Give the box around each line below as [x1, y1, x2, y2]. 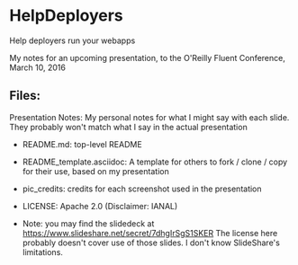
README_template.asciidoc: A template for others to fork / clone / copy [22, 156, 288, 167]
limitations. [22, 246, 63, 257]
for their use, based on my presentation [22, 165, 169, 176]
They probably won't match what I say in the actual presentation [9, 121, 248, 132]
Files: [9, 88, 41, 103]
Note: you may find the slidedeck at [22, 217, 155, 229]
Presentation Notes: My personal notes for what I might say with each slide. [9, 111, 290, 122]
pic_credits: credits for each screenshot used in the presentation [22, 183, 263, 194]
